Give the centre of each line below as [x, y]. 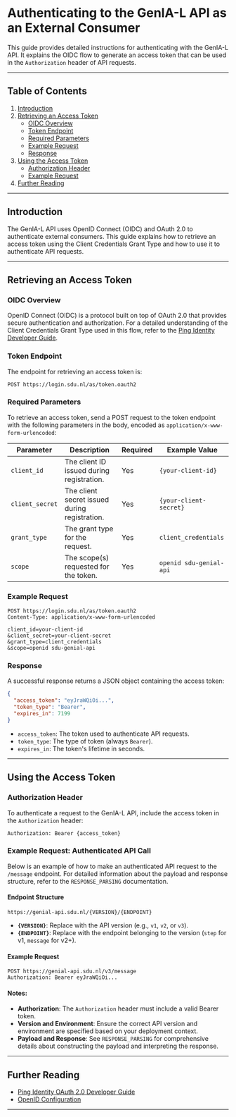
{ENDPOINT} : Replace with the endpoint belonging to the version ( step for [122, 933]
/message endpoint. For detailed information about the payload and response [118, 874]
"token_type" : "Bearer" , [50, 707]
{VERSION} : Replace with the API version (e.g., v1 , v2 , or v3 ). [103, 925]
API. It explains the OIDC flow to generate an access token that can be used [117, 55]
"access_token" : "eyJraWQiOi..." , [64, 701]
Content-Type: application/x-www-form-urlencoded [81, 617]
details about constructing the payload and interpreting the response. [118, 1046]
